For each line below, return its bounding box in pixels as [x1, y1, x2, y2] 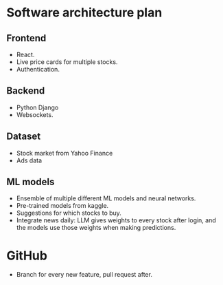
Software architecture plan [6, 5, 163, 21]
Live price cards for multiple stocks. [16, 58, 118, 66]
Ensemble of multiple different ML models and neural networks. [16, 194, 196, 202]
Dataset [6, 131, 41, 142]
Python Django [16, 103, 59, 112]
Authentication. [16, 65, 60, 73]
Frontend [6, 32, 47, 44]
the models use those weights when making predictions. [16, 224, 176, 232]
